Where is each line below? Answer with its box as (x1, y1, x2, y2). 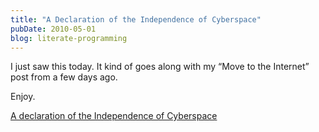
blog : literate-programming (10, 33, 128, 43)
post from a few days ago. (10, 71, 118, 83)
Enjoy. (10, 91, 36, 103)
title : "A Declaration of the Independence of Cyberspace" (10, 14, 262, 25)
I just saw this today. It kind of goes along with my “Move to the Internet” (10, 61, 310, 73)
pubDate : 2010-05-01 (10, 24, 97, 34)
